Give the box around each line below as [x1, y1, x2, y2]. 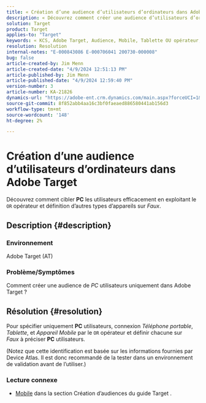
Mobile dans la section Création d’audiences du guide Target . [15, 389, 172, 397]
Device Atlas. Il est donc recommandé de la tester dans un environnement [6, 354, 193, 361]
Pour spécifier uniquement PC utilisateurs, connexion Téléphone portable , [6, 322, 193, 329]
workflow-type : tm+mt [6, 106, 62, 112]
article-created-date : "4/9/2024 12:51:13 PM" [6, 66, 128, 72]
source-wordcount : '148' [6, 112, 70, 118]
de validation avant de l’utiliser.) [6, 360, 86, 367]
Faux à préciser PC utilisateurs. [6, 335, 86, 343]
